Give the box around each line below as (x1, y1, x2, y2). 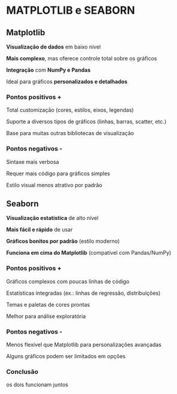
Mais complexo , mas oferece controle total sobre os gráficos (6, 55, 157, 62)
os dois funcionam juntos (6, 381, 69, 389)
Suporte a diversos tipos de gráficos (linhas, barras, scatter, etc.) (6, 118, 166, 126)
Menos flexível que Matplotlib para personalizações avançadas (6, 341, 161, 348)
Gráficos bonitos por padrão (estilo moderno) (6, 237, 120, 245)
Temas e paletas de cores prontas (6, 301, 90, 308)
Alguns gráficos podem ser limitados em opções (6, 353, 126, 359)
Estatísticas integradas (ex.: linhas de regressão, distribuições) (6, 289, 161, 297)
